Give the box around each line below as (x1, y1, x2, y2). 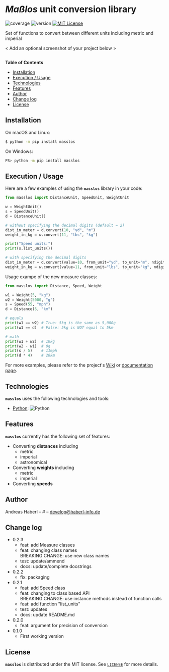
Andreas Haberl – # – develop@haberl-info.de (5, 508, 101, 514)
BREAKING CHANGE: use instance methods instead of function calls (20, 596, 162, 602)
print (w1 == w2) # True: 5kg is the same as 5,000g (5, 321, 116, 326)
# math (5, 334, 19, 339)
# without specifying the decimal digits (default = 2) (5, 223, 125, 228)
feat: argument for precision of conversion (20, 623, 108, 629)
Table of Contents (5, 59, 44, 65)
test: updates (20, 606, 48, 612)
